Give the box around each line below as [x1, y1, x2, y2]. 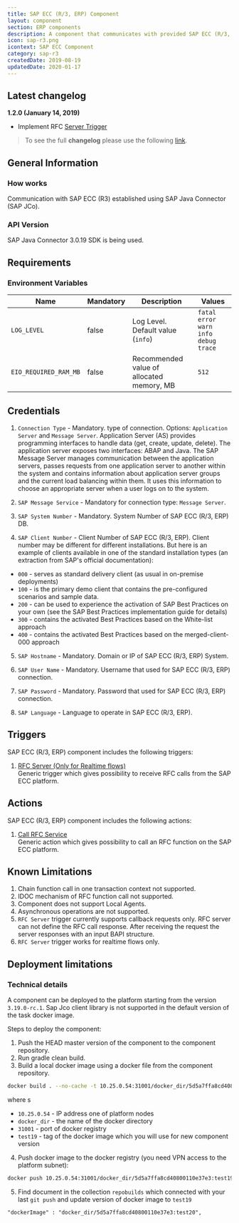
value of [132, 363, 160, 373]
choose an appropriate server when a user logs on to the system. [17, 484, 210, 492]
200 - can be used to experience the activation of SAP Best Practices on [17, 600, 229, 608]
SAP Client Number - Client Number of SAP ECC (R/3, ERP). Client [17, 533, 210, 541]
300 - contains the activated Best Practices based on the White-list [17, 615, 213, 623]
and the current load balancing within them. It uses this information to [17, 477, 222, 485]
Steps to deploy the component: [7, 1025, 102, 1034]
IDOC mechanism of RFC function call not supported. [17, 892, 174, 901]
